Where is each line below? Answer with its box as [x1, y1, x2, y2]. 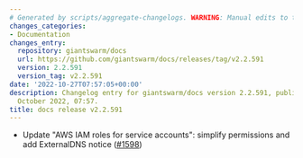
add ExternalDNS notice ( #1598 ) [22, 139, 142, 150]
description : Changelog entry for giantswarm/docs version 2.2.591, [9, 88, 272, 97]
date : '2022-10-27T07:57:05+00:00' [9, 80, 143, 89]
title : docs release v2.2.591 [9, 105, 124, 114]
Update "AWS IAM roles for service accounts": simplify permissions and [22, 129, 290, 140]
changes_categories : [9, 22, 87, 31]
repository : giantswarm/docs [17, 47, 127, 56]
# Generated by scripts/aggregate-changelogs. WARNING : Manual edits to [9, 13, 289, 22]
